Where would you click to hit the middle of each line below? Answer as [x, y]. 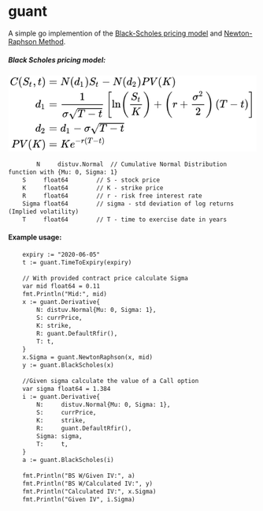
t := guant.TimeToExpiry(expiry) [77, 263]
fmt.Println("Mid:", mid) [65, 295]
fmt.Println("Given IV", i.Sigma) [79, 500]
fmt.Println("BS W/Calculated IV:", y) [88, 484]
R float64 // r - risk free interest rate [112, 196]
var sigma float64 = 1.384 [67, 389]
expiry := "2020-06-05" [61, 255]
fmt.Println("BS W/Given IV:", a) [79, 476]
